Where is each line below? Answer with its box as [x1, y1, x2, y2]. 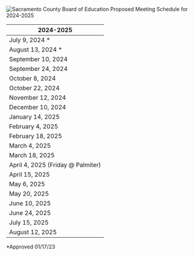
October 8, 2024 [9, 74, 56, 82]
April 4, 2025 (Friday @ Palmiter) [9, 161, 102, 168]
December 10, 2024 [9, 103, 66, 111]
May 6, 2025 [9, 180, 46, 188]
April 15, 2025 [9, 170, 50, 179]
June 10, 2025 [9, 199, 51, 207]
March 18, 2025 [9, 151, 55, 159]
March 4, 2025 [9, 142, 51, 150]
